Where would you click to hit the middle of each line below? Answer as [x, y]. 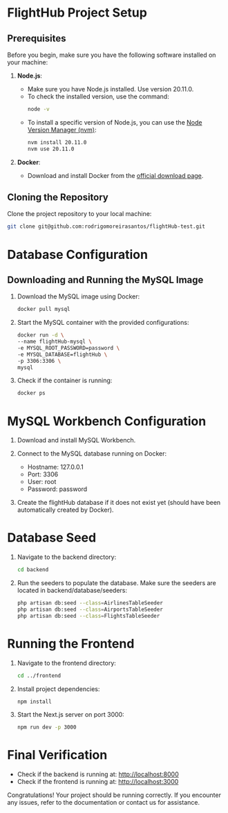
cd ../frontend [39, 676]
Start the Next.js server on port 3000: [70, 715]
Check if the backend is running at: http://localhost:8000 [98, 774]
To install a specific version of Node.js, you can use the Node [115, 122]
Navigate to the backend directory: [67, 557]
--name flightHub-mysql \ [54, 342]
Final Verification [57, 755]
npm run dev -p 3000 [47, 727]
